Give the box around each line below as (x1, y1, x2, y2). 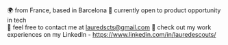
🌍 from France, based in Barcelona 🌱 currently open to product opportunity (7, 6, 221, 14)
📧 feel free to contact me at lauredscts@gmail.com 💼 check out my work (7, 23, 212, 31)
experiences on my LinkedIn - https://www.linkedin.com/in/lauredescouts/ (7, 31, 217, 38)
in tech (7, 16, 27, 24)
